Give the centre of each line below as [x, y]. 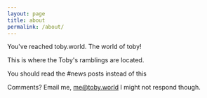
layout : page [26, 14]
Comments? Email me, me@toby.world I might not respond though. [104, 87]
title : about [26, 20]
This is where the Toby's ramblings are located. [76, 60]
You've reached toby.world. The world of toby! [74, 47]
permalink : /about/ [36, 27]
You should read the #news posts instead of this [77, 73]
